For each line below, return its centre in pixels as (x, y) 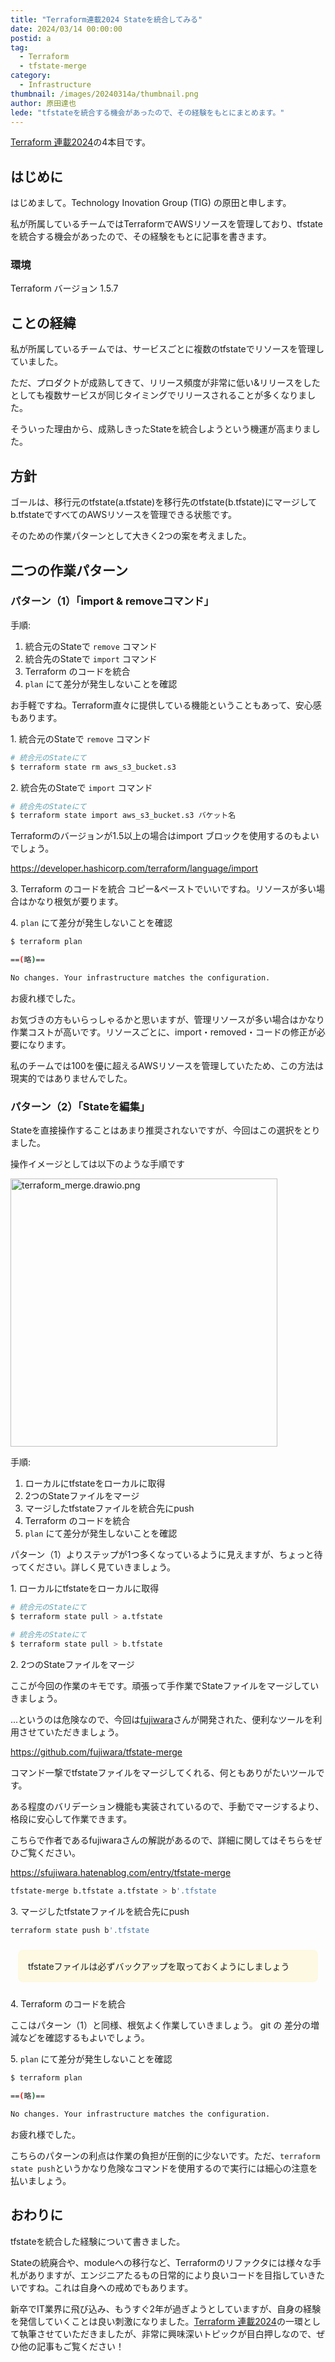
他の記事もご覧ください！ (71, 2346)
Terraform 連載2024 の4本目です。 (80, 142)
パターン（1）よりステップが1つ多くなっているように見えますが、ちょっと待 (166, 1555)
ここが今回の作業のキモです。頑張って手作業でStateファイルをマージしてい (165, 1685)
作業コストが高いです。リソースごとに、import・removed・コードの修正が (163, 1032)
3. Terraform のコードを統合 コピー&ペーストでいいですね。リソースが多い (163, 889)
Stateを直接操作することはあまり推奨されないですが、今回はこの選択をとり (165, 1130)
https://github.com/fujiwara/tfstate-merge (96, 1752)
